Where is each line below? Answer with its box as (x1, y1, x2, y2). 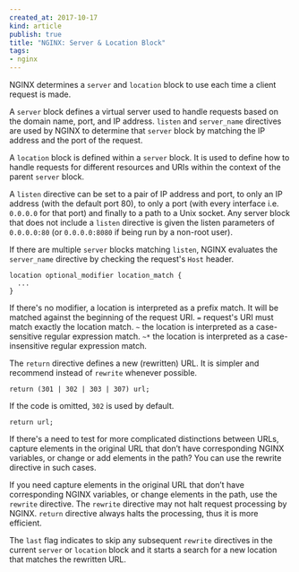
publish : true (9, 30, 63, 39)
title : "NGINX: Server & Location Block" (9, 38, 167, 48)
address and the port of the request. (9, 135, 143, 145)
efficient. (9, 517, 42, 528)
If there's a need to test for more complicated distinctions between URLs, (9, 434, 279, 444)
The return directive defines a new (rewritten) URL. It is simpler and (9, 358, 260, 368)
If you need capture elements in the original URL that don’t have (9, 480, 244, 490)
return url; (9, 418, 54, 427)
